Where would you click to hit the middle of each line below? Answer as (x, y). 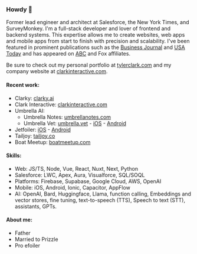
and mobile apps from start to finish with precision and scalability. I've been (98, 41)
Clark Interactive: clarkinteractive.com (61, 104)
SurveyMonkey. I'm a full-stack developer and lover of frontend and (88, 28)
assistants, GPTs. (36, 206)
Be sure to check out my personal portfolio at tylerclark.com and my (89, 65)
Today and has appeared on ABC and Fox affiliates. (68, 54)
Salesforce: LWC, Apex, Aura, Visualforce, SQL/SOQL (80, 175)
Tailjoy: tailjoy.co (35, 136)
